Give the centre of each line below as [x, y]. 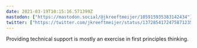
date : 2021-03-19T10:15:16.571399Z [50, 11]
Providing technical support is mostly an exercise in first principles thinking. [97, 39]
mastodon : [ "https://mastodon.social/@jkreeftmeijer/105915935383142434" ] [99, 17]
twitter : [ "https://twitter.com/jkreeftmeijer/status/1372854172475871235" [101, 22]
